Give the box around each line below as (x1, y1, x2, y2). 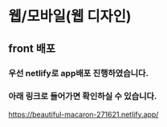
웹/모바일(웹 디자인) (8, 7, 132, 26)
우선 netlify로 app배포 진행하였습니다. (8, 67, 149, 78)
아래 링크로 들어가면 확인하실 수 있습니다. (8, 91, 157, 102)
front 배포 (8, 42, 56, 55)
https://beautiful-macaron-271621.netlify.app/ (8, 109, 159, 119)
